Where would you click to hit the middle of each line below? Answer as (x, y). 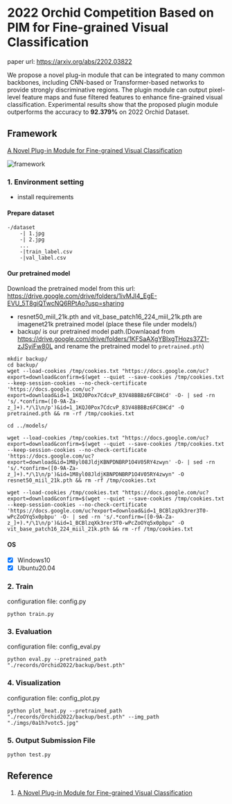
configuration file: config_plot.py (54, 698)
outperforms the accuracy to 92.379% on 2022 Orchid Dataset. (98, 112)
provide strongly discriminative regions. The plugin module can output (107, 90)
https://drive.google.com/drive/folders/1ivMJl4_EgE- (82, 296)
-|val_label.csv (43, 258)
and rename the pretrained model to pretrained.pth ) (129, 346)
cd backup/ (23, 365)
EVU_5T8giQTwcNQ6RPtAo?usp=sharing (66, 303)
